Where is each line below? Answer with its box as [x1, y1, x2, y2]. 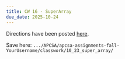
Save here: [6, 41, 32, 48]
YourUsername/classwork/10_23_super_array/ [6, 47, 114, 53]
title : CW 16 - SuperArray [6, 8, 72, 15]
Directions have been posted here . [6, 30, 89, 37]
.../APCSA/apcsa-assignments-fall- [33, 42, 120, 48]
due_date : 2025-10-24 [6, 14, 59, 20]
